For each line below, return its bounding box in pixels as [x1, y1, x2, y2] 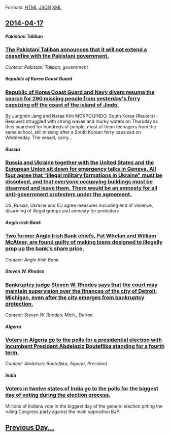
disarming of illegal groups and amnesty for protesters [5, 208, 119, 214]
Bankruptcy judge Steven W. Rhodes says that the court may [5, 281, 158, 288]
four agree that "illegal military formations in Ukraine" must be [5, 172, 162, 179]
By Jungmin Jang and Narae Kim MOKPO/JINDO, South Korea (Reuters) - [5, 113, 159, 119]
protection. [5, 300, 33, 307]
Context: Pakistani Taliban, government [5, 64, 88, 70]
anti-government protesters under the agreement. [5, 191, 132, 198]
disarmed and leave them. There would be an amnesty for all [5, 184, 157, 192]
